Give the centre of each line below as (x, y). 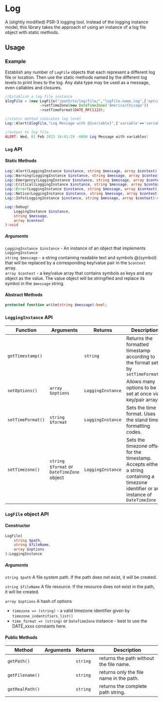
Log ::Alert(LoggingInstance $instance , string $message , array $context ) (81, 171)
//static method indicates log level (43, 119)
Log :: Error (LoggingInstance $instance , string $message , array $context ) (81, 189)
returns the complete (123, 686)
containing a (140, 476)
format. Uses (141, 414)
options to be (141, 387)
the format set (142, 362)
